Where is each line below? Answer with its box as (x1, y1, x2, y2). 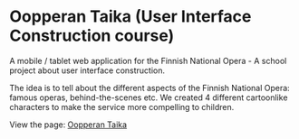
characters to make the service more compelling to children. (9, 101, 235, 112)
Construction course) (9, 25, 175, 46)
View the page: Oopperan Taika (9, 119, 128, 130)
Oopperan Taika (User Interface (9, 6, 252, 27)
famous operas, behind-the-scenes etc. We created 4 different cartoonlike (9, 92, 288, 103)
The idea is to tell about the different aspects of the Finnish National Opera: (9, 82, 290, 93)
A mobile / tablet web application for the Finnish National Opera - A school (9, 55, 287, 66)
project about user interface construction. (9, 65, 166, 76)
